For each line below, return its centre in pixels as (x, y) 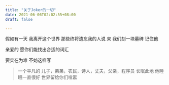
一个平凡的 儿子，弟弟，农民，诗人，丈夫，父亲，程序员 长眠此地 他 (89, 71)
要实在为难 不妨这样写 (28, 60)
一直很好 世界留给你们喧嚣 (49, 77)
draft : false (19, 19)
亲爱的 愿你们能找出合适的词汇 (37, 50)
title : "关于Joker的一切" (31, 10)
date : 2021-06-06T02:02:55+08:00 (41, 15)
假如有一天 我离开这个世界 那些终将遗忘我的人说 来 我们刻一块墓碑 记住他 (82, 39)
